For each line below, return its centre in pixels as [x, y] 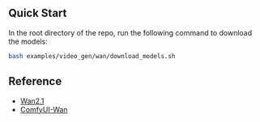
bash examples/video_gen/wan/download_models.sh [92, 56]
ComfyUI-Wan [44, 109]
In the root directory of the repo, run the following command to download [130, 32]
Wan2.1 [32, 101]
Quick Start [38, 13]
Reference [35, 81]
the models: [28, 41]
